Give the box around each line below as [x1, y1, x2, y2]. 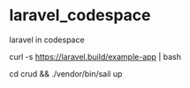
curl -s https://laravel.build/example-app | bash [9, 51, 181, 62]
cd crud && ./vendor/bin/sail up [9, 68, 123, 79]
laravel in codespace [9, 34, 86, 45]
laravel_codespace [9, 5, 152, 26]
